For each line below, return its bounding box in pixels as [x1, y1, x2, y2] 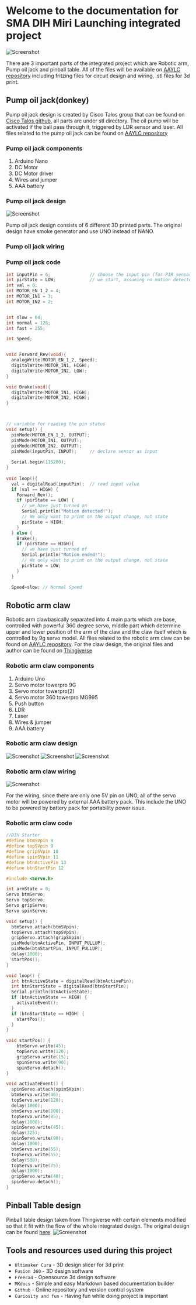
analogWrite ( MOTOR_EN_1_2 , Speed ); [11, 357, 98, 363]
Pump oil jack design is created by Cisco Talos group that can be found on [6, 111, 185, 118]
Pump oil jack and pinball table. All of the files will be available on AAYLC [6, 66, 181, 73]
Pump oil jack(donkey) [6, 95, 89, 105]
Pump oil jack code [6, 258, 61, 267]
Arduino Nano [14, 158, 48, 165]
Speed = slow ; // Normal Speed [11, 584, 82, 590]
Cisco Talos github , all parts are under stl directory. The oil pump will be [6, 117, 179, 124]
